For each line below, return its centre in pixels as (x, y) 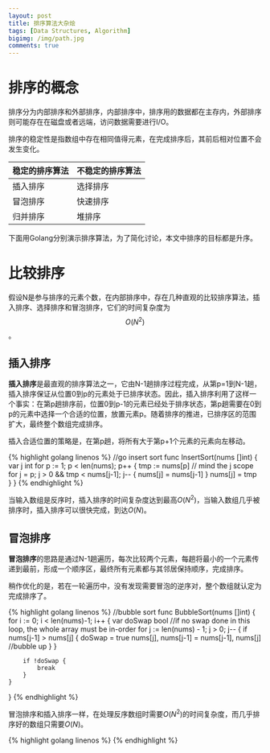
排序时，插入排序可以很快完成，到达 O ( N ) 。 (80, 510)
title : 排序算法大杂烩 (42, 23)
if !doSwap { (45, 660)
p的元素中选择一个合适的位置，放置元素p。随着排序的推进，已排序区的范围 (133, 414)
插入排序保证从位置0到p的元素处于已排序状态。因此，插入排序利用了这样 (129, 394)
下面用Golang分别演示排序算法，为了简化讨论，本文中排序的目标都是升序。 (133, 238)
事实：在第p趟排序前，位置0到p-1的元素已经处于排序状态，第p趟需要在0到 (138, 404)
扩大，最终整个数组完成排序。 (57, 424)
